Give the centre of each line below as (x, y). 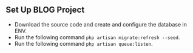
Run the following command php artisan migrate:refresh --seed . (97, 37)
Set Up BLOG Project (45, 10)
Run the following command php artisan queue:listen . (83, 43)
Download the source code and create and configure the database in (101, 24)
